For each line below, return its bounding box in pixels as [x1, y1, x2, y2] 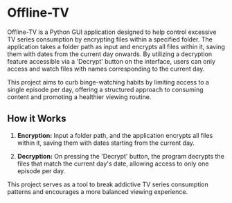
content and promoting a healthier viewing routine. [7, 92, 152, 101]
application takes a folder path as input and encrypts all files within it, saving [7, 42, 225, 51]
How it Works [7, 113, 66, 125]
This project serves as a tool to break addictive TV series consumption [7, 180, 209, 188]
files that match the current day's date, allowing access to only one [17, 159, 209, 168]
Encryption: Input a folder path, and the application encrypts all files [17, 131, 213, 139]
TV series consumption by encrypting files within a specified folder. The [7, 35, 213, 43]
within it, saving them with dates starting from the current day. [17, 139, 195, 147]
